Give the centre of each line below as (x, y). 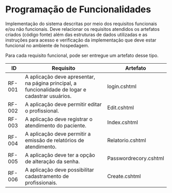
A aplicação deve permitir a (58, 133)
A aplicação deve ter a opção (60, 155)
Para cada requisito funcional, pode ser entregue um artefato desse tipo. (82, 55)
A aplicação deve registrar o (59, 119)
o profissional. (42, 110)
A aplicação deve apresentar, (60, 76)
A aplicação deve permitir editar (63, 104)
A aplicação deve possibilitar (59, 169)
